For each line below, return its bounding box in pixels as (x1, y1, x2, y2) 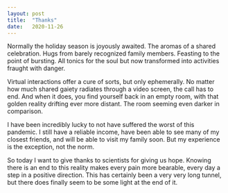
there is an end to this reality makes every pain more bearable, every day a (7, 164, 220, 172)
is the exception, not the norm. (7, 143, 95, 151)
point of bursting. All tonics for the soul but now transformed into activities (7, 57, 220, 65)
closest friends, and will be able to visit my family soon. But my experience (7, 135, 220, 144)
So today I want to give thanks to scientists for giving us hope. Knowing (7, 156, 211, 165)
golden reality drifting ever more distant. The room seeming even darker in (7, 100, 220, 108)
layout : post (7, 10, 45, 17)
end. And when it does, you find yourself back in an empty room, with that (7, 92, 219, 101)
